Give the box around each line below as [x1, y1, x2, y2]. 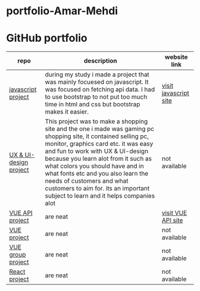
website [164, 53, 188, 61]
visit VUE [161, 209, 187, 217]
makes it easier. [45, 108, 89, 116]
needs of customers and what [45, 177, 129, 185]
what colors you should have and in [45, 162, 144, 170]
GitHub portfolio [6, 32, 87, 45]
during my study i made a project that [45, 70, 150, 79]
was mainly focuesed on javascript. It [45, 78, 149, 86]
